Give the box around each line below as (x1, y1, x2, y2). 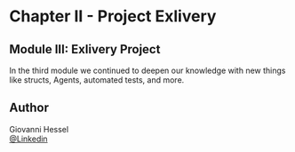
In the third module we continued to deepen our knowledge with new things (9, 65, 286, 76)
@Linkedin (9, 133, 48, 144)
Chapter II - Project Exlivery (9, 6, 217, 27)
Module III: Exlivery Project (9, 42, 161, 57)
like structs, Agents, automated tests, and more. (9, 75, 185, 85)
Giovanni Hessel (9, 124, 69, 134)
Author (9, 100, 49, 116)
